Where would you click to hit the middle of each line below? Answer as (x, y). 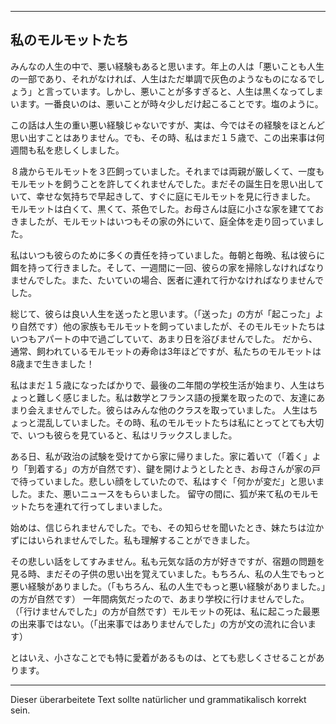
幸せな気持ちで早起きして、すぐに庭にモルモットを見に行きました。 (175, 196)
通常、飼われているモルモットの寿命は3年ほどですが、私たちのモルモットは (166, 351)
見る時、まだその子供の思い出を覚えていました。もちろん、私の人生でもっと (168, 573)
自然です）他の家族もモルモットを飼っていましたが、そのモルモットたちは (172, 326)
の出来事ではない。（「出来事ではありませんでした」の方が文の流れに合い (159, 623)
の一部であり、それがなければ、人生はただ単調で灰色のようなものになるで (163, 78)
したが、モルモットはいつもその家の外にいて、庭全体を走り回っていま (171, 221)
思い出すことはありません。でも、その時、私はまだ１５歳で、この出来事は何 (167, 137)
